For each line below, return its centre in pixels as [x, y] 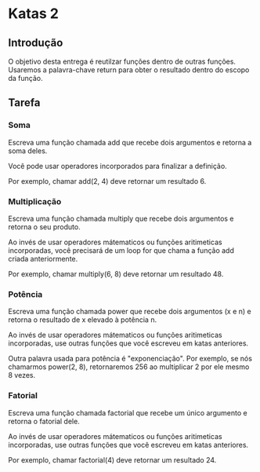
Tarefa [24, 103]
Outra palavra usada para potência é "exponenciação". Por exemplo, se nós [130, 359]
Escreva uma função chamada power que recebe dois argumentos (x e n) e [130, 312]
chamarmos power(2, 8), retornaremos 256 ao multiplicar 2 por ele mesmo [129, 367]
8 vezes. [22, 375]
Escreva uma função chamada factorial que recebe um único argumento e [128, 412]
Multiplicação [35, 201]
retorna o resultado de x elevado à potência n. [83, 320]
